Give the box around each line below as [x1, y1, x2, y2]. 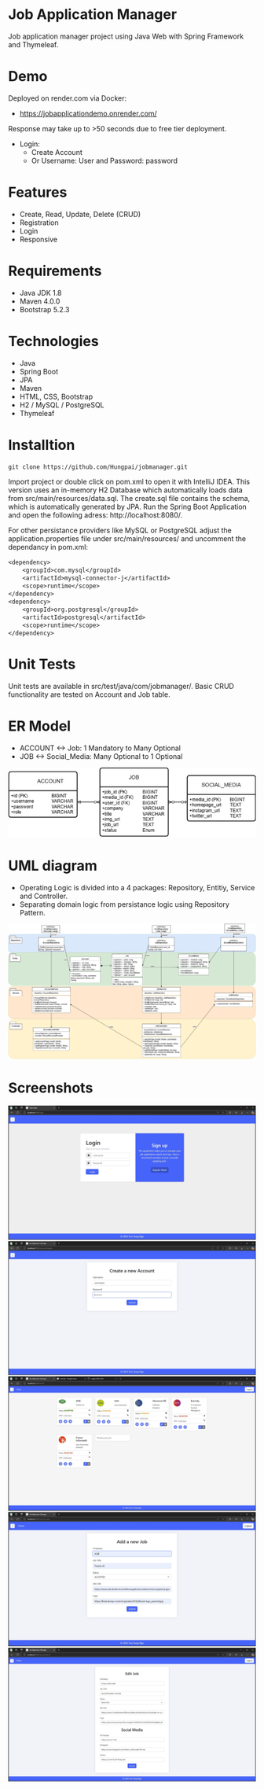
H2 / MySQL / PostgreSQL [19, 400, 104, 410]
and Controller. [19, 891, 68, 901]
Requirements [8, 262, 102, 280]
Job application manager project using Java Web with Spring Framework [8, 31, 244, 41]
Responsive [19, 234, 57, 244]
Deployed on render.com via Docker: [8, 93, 127, 103]
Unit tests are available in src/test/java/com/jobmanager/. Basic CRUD [8, 681, 234, 691]
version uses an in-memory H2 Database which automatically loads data [8, 485, 244, 495]
